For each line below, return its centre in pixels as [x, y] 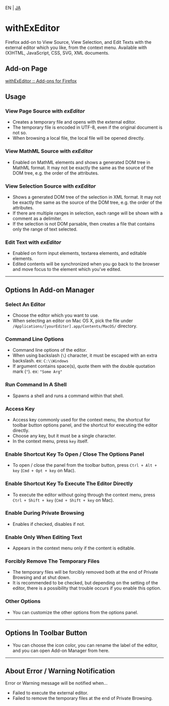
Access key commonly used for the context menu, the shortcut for [81, 419]
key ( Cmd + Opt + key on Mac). [44, 471]
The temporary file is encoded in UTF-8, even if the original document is [87, 127]
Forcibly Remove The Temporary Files [52, 561]
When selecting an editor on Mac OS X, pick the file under [73, 321]
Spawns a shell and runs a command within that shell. [68, 396]
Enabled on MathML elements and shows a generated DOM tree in [81, 162]
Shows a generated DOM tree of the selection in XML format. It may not [87, 197]
